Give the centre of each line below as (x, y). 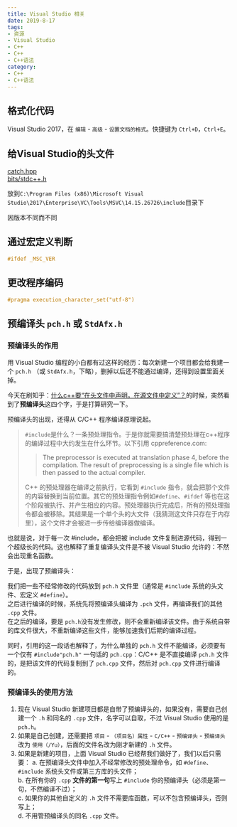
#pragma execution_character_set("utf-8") (71, 299)
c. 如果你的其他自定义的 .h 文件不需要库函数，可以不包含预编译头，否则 (122, 798)
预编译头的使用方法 (40, 692)
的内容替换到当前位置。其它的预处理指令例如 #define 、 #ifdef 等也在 (124, 496)
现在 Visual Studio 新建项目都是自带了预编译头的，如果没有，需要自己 (119, 709)
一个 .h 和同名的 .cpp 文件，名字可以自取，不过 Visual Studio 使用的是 (126, 718)
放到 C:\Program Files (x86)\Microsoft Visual (76, 193)
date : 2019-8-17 (31, 21)
